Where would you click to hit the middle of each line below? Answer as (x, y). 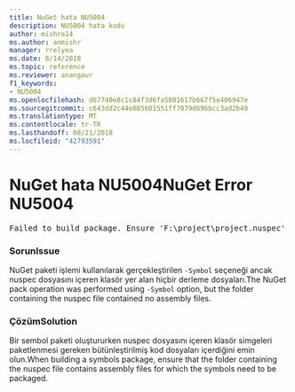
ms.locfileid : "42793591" (57, 141)
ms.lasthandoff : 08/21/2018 (61, 133)
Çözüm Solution (44, 321)
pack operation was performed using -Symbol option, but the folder (132, 288)
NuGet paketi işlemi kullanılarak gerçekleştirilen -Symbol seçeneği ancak (141, 270)
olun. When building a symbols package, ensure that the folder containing (144, 359)
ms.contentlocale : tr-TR (55, 125)
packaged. (29, 379)
